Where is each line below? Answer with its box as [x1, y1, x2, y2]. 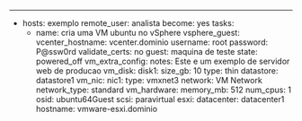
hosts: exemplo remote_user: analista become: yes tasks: [22, 18, 235, 28]
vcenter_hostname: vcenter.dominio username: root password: [35, 37, 268, 48]
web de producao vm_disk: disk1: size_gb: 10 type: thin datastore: [35, 65, 279, 76]
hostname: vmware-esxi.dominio [35, 104, 158, 114]
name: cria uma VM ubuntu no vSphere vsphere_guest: [35, 28, 240, 38]
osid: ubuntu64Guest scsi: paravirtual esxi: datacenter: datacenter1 [35, 94, 285, 104]
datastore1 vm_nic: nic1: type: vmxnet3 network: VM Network [35, 75, 262, 85]
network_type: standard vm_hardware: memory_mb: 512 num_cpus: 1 [35, 84, 292, 95]
